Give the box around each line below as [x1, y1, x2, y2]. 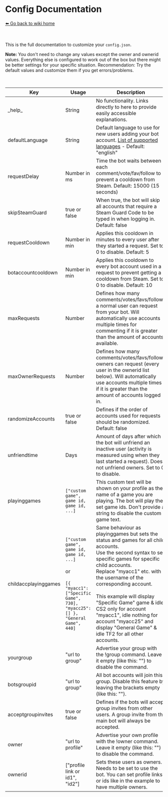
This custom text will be [95, 478, 151, 485]
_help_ [7, 106, 23, 113]
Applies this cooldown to [95, 256, 154, 263]
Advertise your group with [95, 644, 157, 651]
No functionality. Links [95, 97, 148, 104]
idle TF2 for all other [95, 630, 144, 637]
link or [65, 767, 80, 774]
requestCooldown [7, 239, 50, 246]
